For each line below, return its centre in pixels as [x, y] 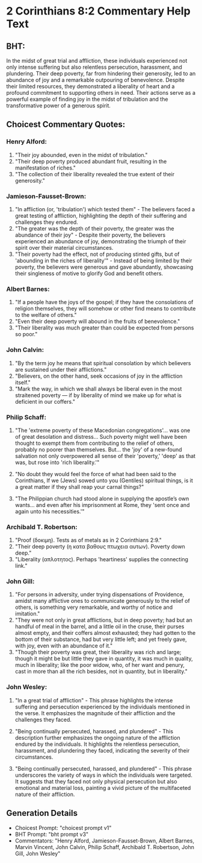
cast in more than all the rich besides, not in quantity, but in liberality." [101, 672]
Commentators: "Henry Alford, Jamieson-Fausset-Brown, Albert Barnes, [104, 841]
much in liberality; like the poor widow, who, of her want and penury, [100, 665]
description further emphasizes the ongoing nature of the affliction [97, 737]
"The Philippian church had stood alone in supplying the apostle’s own [102, 498]
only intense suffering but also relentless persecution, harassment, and [94, 67]
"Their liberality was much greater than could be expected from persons [104, 328]
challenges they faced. [43, 719]
